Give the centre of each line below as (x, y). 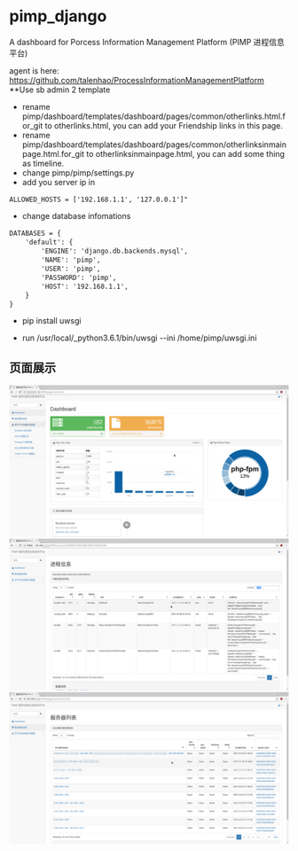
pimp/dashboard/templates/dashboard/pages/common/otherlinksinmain (154, 144)
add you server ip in (59, 182)
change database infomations (76, 215)
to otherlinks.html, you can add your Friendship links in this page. (164, 125)
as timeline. (43, 163)
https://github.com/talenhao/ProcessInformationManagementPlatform (137, 80)
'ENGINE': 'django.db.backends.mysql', (115, 251)
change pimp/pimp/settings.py (78, 172)
